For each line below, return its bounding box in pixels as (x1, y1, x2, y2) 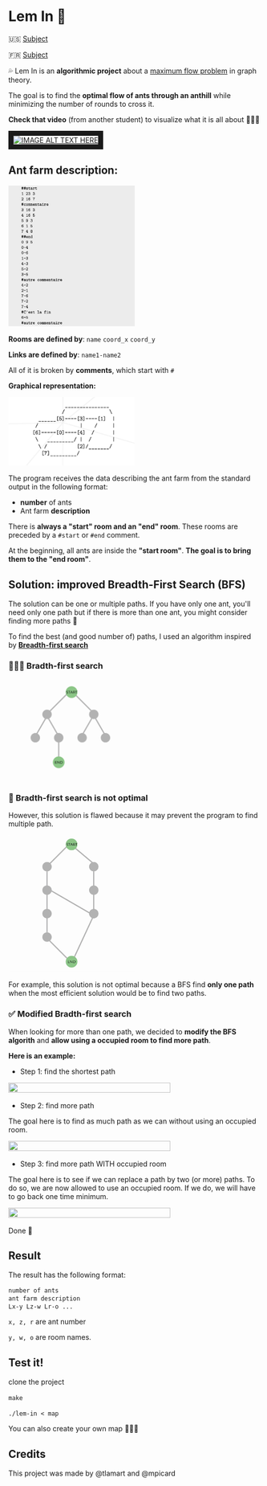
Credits (8, 1447, 47, 1461)
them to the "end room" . (8, 555, 91, 564)
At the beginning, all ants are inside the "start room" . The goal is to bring (8, 546, 252, 555)
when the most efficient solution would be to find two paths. (8, 989, 207, 998)
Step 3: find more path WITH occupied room (19, 1159, 167, 1169)
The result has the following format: (8, 1270, 126, 1280)
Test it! (8, 1356, 44, 1369)
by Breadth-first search (8, 641, 89, 650)
